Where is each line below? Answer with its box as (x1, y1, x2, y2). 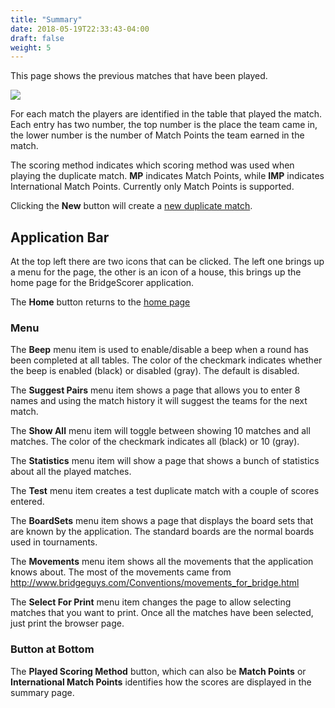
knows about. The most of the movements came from (10, 566, 232, 578)
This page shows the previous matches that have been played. (10, 70, 268, 82)
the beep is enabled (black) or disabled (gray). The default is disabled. (10, 365, 300, 377)
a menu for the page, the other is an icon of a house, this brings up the (10, 266, 302, 278)
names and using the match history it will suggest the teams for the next (10, 395, 308, 407)
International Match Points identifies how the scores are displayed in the (10, 676, 312, 688)
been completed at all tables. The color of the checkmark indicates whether (10, 354, 323, 366)
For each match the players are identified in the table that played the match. (10, 108, 323, 120)
